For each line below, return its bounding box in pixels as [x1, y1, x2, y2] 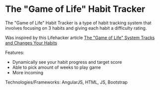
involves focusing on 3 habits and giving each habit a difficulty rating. [5, 25, 147, 31]
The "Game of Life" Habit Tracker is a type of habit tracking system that [5, 20, 152, 26]
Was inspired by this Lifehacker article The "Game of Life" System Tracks [5, 35, 155, 41]
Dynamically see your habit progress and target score [12, 59, 122, 65]
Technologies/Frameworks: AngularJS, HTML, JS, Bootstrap [5, 79, 128, 85]
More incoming [12, 69, 44, 75]
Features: [5, 49, 25, 55]
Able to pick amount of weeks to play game [12, 64, 101, 70]
